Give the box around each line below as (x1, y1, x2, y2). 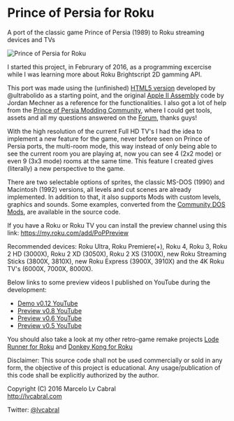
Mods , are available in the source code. (7, 207, 121, 216)
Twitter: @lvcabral (7, 405, 60, 414)
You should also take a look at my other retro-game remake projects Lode (7, 335, 219, 343)
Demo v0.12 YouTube (17, 299, 78, 308)
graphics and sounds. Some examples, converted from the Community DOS (7, 200, 226, 208)
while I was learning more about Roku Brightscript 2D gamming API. (7, 70, 203, 78)
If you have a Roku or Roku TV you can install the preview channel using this (7, 221, 227, 229)
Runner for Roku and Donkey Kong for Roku (7, 342, 133, 351)
